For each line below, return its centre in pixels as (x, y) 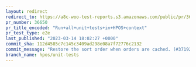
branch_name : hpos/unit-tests (42, 55)
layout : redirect (27, 11)
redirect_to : (21, 17)
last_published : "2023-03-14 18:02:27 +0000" (62, 38)
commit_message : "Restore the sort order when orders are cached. (88, 50)
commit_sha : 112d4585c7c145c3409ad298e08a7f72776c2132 (74, 44)
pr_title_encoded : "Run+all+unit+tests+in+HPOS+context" (76, 28)
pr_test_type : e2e (28, 33)
